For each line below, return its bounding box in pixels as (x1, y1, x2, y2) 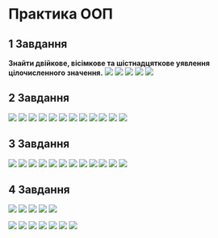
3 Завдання (8, 137, 70, 151)
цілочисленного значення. (8, 68, 103, 77)
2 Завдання (8, 91, 70, 105)
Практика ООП (8, 5, 113, 23)
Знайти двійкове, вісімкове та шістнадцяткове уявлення (8, 58, 210, 68)
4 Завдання (8, 183, 70, 197)
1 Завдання (8, 37, 68, 51)
